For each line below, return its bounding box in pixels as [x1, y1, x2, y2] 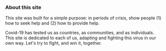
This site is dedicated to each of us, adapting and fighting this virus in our [5, 35, 156, 41]
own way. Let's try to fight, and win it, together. [5, 40, 102, 46]
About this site [5, 4, 41, 11]
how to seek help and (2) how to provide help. [5, 20, 100, 26]
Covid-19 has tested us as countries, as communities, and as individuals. [5, 30, 155, 36]
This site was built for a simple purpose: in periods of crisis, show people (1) [5, 15, 162, 21]
